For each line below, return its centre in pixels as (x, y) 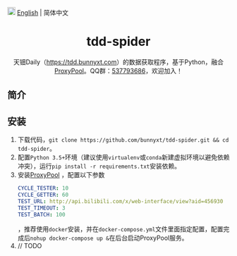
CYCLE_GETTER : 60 (43, 195)
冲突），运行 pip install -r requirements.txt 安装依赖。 (99, 166)
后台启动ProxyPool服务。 (152, 238)
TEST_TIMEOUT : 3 (41, 208)
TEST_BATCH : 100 (41, 214)
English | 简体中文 (43, 13)
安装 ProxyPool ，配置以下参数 (61, 175)
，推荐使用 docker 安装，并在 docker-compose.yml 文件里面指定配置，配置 (120, 228)
